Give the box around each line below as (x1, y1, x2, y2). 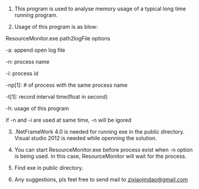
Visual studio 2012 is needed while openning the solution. (14, 135, 157, 141)
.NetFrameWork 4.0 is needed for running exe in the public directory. (14, 128, 185, 135)
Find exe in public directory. (14, 164, 84, 171)
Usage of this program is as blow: (14, 23, 98, 30)
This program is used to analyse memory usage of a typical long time (14, 5, 186, 12)
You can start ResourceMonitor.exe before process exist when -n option (14, 146, 193, 153)
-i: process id (5, 70, 38, 77)
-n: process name (5, 58, 50, 65)
